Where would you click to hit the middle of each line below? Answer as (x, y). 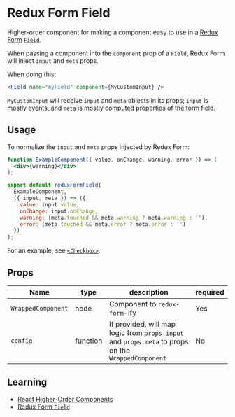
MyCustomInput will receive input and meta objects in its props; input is (108, 100)
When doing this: (32, 74)
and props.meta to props (149, 341)
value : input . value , (50, 204)
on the (120, 350)
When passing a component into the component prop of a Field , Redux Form (116, 53)
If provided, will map (143, 324)
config (22, 340)
